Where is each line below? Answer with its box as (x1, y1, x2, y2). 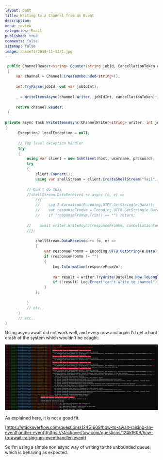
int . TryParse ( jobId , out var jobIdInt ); (16, 84, 98, 89)
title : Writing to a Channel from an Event (5, 13, 95, 18)
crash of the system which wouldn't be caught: (5, 335, 99, 341)
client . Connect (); (35, 172, 73, 177)
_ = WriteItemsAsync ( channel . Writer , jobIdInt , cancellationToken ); (16, 94, 158, 100)
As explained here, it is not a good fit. (5, 415, 80, 420)
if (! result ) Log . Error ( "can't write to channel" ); (52, 280, 160, 285)
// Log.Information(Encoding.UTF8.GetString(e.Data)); (35, 202, 155, 207)
